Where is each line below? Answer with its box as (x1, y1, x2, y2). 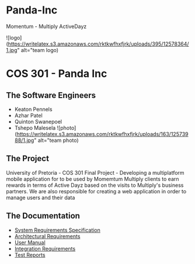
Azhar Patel (14, 112, 43, 119)
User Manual (14, 239, 46, 246)
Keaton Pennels (14, 106, 53, 113)
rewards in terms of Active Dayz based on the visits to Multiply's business (6, 182, 184, 189)
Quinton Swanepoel (14, 118, 62, 125)
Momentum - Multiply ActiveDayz (6, 23, 87, 30)
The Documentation (6, 211, 81, 221)
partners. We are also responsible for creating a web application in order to (6, 187, 187, 194)
